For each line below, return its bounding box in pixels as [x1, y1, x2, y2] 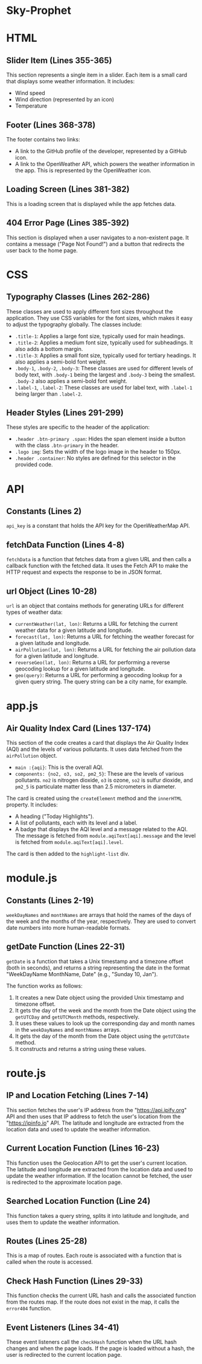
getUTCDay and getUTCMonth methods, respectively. [14, 1013, 140, 1020]
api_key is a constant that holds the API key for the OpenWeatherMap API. [6, 522, 190, 529]
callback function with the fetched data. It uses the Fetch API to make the [6, 562, 188, 570]
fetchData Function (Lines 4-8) [6, 539, 125, 550]
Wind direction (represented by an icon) [14, 96, 115, 103]
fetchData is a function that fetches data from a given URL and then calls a [6, 556, 192, 563]
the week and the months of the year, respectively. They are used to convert [6, 918, 196, 925]
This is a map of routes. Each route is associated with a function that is [6, 1252, 182, 1259]
